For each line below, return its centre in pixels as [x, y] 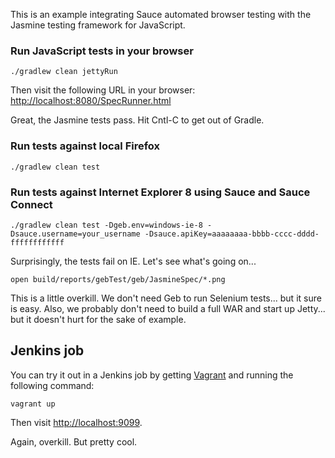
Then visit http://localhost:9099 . [76, 422]
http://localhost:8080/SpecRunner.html [91, 101]
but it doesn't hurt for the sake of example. [98, 319]
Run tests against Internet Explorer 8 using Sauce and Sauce [160, 192]
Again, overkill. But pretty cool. [74, 441]
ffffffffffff [37, 242]
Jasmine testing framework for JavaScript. [98, 25]
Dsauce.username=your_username [75, 234]
